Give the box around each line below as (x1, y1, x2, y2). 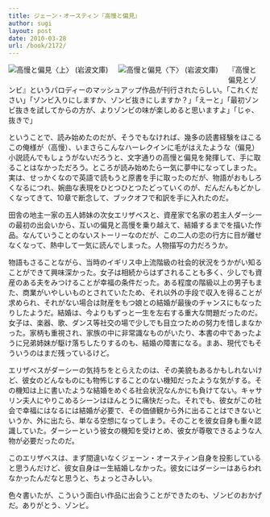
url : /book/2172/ (8, 42, 67, 50)
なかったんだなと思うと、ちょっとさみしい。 (8, 473, 157, 483)
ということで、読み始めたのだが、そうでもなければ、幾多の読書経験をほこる (8, 132, 262, 142)
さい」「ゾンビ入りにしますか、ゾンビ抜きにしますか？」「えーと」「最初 (8, 95, 245, 105)
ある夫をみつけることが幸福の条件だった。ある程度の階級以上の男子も (22, 277, 255, 287)
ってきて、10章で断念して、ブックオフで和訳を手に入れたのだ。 (22, 193, 234, 202)
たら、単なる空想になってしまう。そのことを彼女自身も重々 (57, 416, 255, 426)
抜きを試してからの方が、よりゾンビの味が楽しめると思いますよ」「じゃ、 (15, 106, 260, 115)
